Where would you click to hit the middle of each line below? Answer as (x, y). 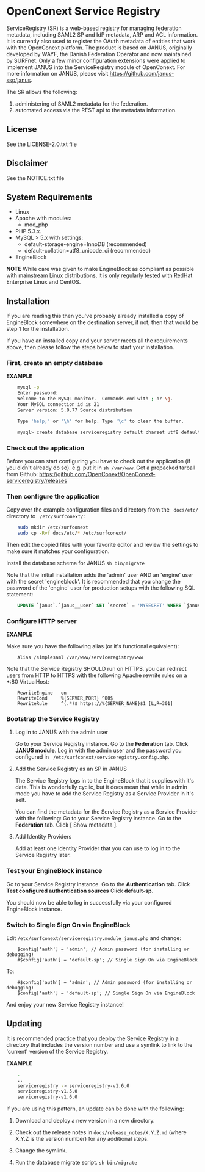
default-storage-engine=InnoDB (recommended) (86, 244)
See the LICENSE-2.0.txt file (42, 144)
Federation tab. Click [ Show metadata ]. (66, 825)
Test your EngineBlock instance (54, 871)
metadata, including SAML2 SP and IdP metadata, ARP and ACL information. (102, 34)
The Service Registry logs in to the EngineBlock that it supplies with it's (104, 781)
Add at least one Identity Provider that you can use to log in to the (98, 848)
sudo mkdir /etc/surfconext (53, 527)
